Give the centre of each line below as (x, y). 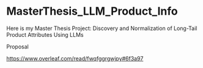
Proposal (17, 47)
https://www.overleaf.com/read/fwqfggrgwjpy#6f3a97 (75, 58)
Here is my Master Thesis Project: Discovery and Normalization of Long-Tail (102, 28)
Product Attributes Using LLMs (45, 34)
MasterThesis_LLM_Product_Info (92, 11)
